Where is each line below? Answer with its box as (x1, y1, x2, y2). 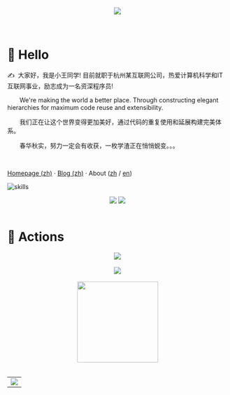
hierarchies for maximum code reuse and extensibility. (7, 103, 164, 111)
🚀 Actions (7, 229, 64, 245)
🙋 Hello (7, 47, 49, 63)
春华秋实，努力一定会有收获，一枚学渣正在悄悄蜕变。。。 (20, 141, 179, 150)
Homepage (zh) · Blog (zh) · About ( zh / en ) (7, 169, 133, 177)
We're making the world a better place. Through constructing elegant (20, 95, 219, 104)
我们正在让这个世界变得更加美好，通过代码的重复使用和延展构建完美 (20, 118, 215, 126)
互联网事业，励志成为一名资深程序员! (7, 81, 114, 90)
